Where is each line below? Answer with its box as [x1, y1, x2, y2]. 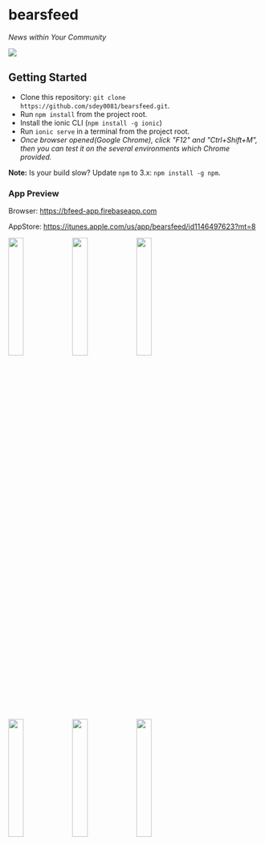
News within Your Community [8, 32, 107, 42]
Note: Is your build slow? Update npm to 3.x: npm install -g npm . [8, 168, 221, 177]
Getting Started [8, 71, 88, 85]
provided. [19, 151, 52, 162]
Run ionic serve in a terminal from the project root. [19, 126, 190, 136]
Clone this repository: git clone [19, 92, 126, 101]
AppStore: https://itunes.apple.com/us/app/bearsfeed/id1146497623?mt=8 [8, 222, 256, 231]
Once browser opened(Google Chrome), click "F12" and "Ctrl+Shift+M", [19, 135, 258, 144]
